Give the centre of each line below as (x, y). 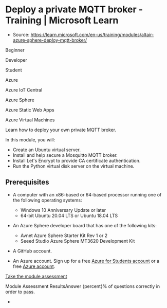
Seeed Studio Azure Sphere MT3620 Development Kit (78, 241)
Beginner (15, 50)
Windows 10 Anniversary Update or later (63, 210)
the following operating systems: (47, 200)
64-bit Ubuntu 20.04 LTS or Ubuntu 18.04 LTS (69, 215)
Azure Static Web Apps (30, 110)
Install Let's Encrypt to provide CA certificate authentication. (77, 160)
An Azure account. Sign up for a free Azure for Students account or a (86, 261)
